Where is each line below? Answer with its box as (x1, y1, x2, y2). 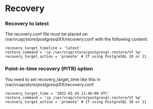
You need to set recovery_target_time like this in (5, 76, 101, 82)
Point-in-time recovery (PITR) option (5, 65, 93, 72)
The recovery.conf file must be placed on (5, 31, 88, 37)
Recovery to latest (5, 20, 49, 27)
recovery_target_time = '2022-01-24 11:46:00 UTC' (5, 91, 110, 96)
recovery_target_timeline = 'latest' (5, 46, 82, 51)
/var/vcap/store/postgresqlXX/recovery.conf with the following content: (5, 36, 148, 42)
